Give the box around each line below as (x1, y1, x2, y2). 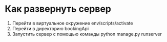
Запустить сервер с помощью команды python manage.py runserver (12, 31, 162, 37)
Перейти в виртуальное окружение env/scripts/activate (12, 20, 133, 26)
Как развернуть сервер (5, 3, 111, 15)
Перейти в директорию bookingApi (12, 25, 89, 31)
